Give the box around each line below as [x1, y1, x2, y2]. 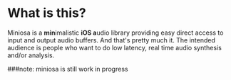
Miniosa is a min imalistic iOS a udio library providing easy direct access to [7, 28, 224, 37]
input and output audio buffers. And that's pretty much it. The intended [7, 35, 216, 44]
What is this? [7, 5, 87, 21]
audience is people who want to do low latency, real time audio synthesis [7, 43, 222, 52]
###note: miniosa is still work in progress [7, 64, 128, 73]
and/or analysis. [7, 51, 55, 59]
